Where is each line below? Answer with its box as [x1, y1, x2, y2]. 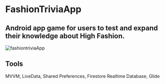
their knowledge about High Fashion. [5, 31, 125, 40]
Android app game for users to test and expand [5, 24, 158, 32]
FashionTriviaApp [5, 4, 81, 15]
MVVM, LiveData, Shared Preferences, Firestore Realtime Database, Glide [5, 73, 160, 79]
